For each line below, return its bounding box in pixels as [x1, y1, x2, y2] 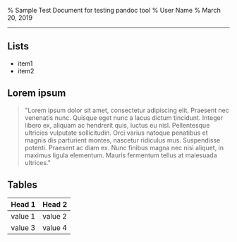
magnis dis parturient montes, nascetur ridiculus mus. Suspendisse [24, 135, 221, 144]
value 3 [11, 223, 36, 233]
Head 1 [11, 200, 36, 210]
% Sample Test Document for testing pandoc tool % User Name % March [7, 6, 221, 14]
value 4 [42, 223, 67, 233]
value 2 [42, 212, 67, 222]
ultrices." [24, 158, 51, 167]
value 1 [11, 212, 36, 222]
